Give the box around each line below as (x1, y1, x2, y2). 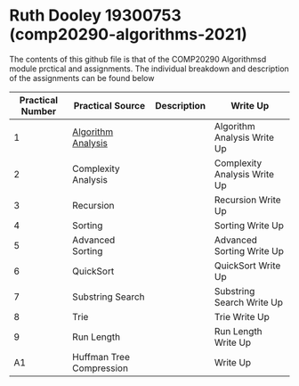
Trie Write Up (214, 310, 270, 323)
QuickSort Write (214, 259, 281, 272)
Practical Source (73, 99, 146, 111)
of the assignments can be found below (9, 72, 155, 83)
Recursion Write (214, 193, 282, 206)
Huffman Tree (72, 350, 131, 363)
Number (20, 104, 57, 117)
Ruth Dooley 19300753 (9, 5, 182, 26)
